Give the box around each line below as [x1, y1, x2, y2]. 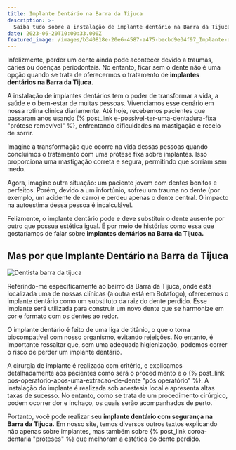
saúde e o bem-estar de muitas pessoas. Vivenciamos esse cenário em [7, 99, 214, 107]
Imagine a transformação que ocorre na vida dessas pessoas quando [7, 143, 209, 151]
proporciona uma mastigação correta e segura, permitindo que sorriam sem [7, 157, 227, 166]
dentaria [7, 435, 32, 443]
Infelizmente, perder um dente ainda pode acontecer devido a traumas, [7, 55, 214, 64]
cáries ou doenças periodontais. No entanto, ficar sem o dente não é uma [7, 63, 221, 72]
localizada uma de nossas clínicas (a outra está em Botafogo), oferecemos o [7, 289, 229, 298]
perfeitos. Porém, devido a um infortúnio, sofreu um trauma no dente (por [7, 186, 220, 194]
